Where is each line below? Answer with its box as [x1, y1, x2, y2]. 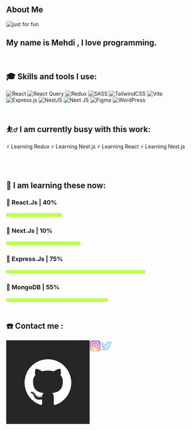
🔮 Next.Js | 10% [6, 226, 53, 234]
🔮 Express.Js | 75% [6, 255, 63, 263]
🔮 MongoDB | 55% [6, 283, 60, 291]
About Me [6, 5, 43, 15]
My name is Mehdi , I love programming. [6, 38, 157, 48]
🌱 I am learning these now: [6, 180, 106, 190]
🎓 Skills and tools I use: [6, 71, 97, 82]
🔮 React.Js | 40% [6, 198, 58, 206]
